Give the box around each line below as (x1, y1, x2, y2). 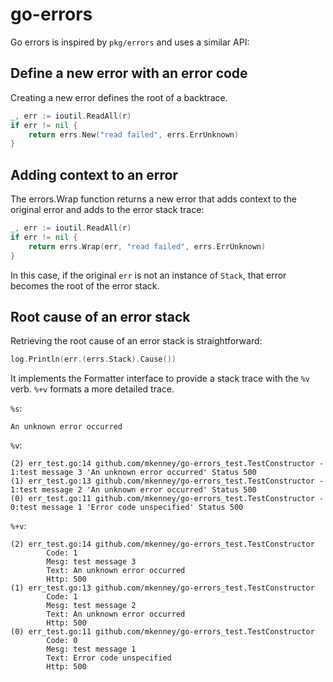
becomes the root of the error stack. (10, 279, 160, 292)
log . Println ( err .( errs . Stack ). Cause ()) (10, 354, 177, 365)
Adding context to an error (10, 166, 178, 183)
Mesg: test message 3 (46, 557, 137, 567)
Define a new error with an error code (10, 65, 248, 82)
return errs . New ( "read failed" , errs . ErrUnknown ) (28, 129, 240, 140)
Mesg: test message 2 (46, 601, 137, 611)
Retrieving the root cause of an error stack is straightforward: (10, 335, 263, 347)
